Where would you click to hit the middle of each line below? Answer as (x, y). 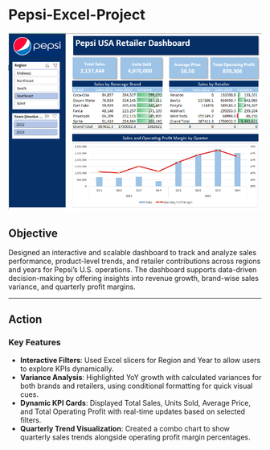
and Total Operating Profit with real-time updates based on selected (133, 411)
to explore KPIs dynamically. (67, 369)
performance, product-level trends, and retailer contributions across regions (135, 261)
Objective (33, 233)
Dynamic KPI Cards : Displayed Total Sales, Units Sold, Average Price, (135, 403)
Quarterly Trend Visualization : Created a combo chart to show (125, 428)
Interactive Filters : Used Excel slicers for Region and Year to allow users (140, 360)
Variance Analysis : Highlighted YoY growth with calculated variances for (141, 377)
